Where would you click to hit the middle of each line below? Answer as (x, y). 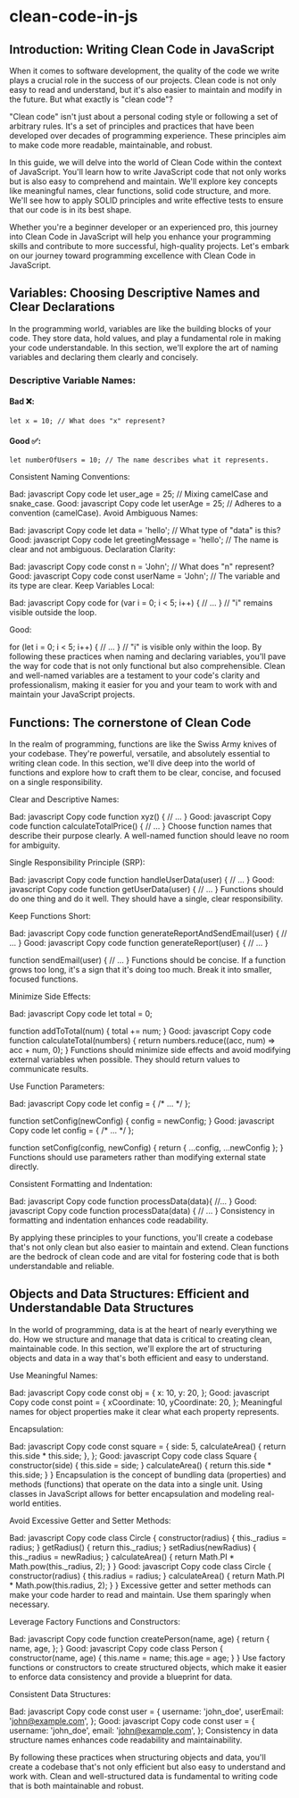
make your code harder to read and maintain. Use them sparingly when (140, 1594)
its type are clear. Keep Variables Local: (82, 586)
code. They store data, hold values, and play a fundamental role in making (145, 338)
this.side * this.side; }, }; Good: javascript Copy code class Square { (133, 1455)
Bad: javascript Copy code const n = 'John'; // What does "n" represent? (142, 567)
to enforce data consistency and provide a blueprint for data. (121, 1677)
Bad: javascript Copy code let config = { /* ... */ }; (100, 1103)
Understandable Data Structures (102, 1308)
